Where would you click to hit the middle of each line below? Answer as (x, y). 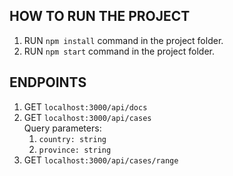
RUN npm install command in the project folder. (123, 40)
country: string (72, 139)
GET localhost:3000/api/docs (85, 106)
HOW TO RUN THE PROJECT (100, 16)
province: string (75, 150)
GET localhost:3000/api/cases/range (101, 160)
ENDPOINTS (48, 82)
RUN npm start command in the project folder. (119, 51)
